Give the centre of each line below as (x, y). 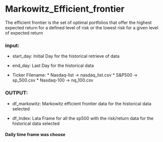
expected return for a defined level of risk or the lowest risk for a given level (82, 27)
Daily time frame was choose (35, 135)
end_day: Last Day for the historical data (53, 66)
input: (12, 45)
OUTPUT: (16, 93)
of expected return (24, 33)
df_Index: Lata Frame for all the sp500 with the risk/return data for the (83, 118)
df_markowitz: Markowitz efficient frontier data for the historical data (82, 103)
